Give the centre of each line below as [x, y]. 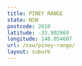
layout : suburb [29, 52]
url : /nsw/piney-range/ [41, 45]
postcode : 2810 [29, 26]
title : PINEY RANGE [35, 13]
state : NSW [23, 20]
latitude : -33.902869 [38, 33]
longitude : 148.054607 [40, 39]
